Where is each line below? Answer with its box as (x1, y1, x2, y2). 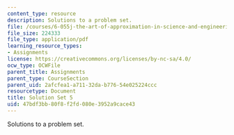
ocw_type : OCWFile (7, 62, 61, 69)
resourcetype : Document (7, 88, 77, 95)
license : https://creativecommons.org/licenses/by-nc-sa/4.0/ (7, 56, 192, 63)
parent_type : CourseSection (7, 74, 89, 82)
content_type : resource (7, 10, 77, 17)
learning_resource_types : (7, 42, 82, 49)
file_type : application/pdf (7, 36, 89, 43)
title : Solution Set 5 (7, 95, 73, 102)
